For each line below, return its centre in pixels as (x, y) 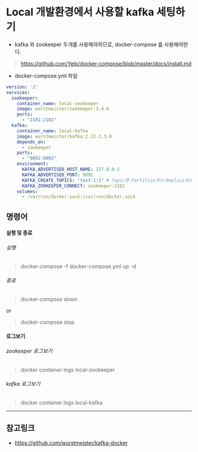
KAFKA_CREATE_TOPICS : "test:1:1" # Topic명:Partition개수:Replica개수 (107, 180)
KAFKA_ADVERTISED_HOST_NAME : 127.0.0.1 (70, 170)
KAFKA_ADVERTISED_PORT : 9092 (57, 175)
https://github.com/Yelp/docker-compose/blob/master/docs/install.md (106, 63)
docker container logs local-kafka (62, 402)
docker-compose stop (47, 322)
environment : (33, 164)
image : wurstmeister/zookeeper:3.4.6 (63, 109)
